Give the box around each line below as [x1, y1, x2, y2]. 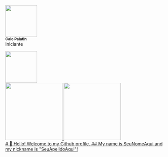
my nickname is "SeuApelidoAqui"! [5, 146, 78, 152]
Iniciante [5, 41, 23, 47]
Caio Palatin [5, 37, 27, 42]
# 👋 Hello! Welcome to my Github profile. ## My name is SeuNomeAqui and [5, 141, 163, 147]
